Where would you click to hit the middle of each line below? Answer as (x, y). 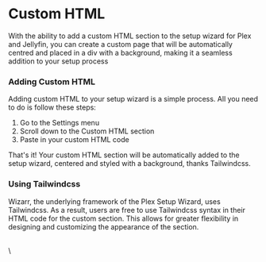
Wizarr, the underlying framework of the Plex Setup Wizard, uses (114, 201)
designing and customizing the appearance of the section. (104, 226)
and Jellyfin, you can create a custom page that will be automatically (120, 44)
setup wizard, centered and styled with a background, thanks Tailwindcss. (130, 164)
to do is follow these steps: (52, 107)
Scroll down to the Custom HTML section (87, 131)
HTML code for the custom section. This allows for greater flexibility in (123, 218)
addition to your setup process (58, 61)
